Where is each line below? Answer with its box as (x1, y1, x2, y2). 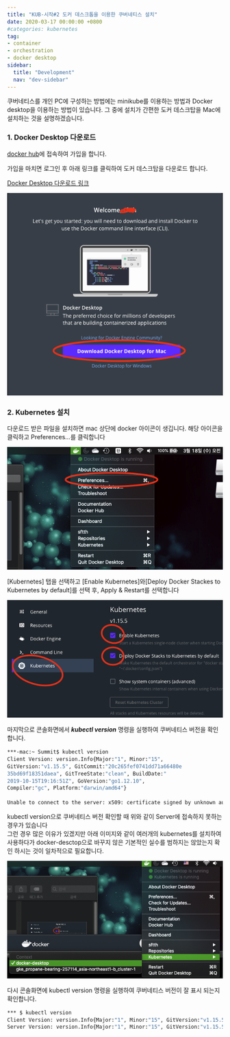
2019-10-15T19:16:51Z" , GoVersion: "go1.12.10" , (7, 778, 146, 784)
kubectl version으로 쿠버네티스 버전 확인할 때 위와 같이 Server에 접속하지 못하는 (7, 813, 222, 821)
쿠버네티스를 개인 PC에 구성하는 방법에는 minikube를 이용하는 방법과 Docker (7, 97, 213, 105)
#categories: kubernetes (7, 25, 78, 32)
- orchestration (7, 47, 53, 54)
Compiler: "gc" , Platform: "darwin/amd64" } (7, 784, 127, 792)
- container (7, 40, 41, 47)
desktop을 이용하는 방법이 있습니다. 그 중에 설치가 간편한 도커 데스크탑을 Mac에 (7, 105, 221, 113)
